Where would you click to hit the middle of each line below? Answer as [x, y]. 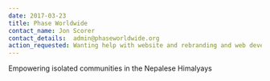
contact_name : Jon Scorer [51, 30]
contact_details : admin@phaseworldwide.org [84, 38]
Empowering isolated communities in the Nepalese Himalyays [110, 68]
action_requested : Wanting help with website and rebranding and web [127, 46]
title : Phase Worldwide [48, 23]
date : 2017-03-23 [37, 16]
